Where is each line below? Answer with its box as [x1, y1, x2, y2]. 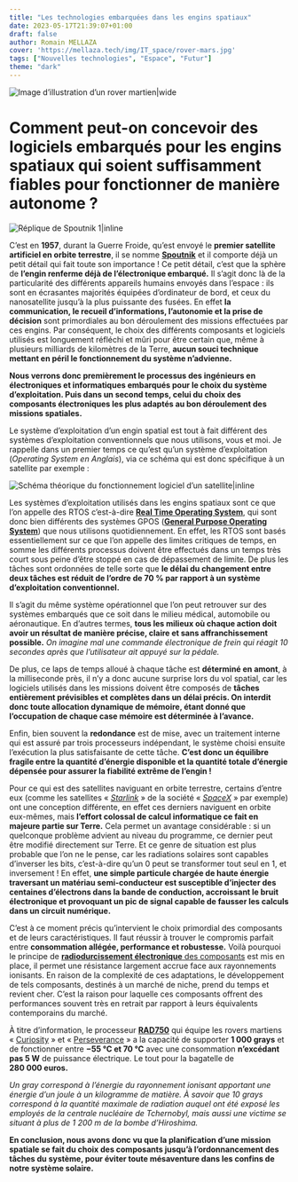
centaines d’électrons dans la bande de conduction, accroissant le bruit [9, 886, 279, 897]
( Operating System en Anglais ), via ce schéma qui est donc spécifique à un [9, 453, 286, 464]
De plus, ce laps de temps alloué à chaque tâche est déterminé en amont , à [9, 663, 287, 674]
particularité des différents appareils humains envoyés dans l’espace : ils [9, 277, 275, 288]
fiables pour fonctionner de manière [9, 175, 280, 195]
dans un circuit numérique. [9, 905, 111, 916]
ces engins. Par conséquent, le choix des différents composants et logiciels [9, 325, 286, 335]
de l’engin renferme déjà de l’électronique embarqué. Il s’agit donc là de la [9, 268, 286, 279]
